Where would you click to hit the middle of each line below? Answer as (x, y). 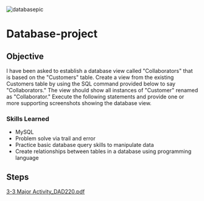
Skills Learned (28, 118)
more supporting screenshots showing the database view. (79, 103)
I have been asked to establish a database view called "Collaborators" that (100, 71)
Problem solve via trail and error (55, 138)
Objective (25, 56)
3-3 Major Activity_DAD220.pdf (46, 192)
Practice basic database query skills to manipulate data (84, 145)
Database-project (52, 34)
